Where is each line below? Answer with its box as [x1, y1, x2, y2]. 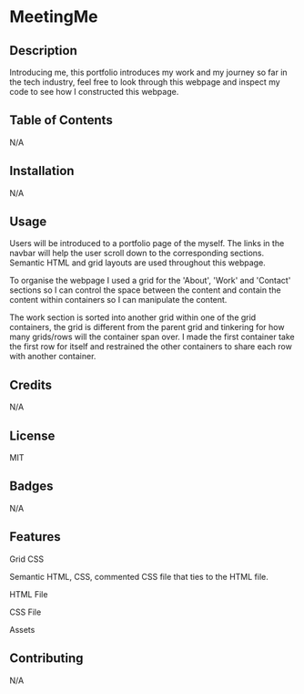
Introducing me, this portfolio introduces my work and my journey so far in [9, 67, 289, 78]
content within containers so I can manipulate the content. [9, 295, 228, 306]
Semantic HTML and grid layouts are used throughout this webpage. [9, 257, 266, 268]
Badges [9, 479, 54, 494]
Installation [9, 163, 75, 179]
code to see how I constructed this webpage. [9, 87, 179, 97]
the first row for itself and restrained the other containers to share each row [9, 341, 293, 352]
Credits [9, 377, 53, 393]
